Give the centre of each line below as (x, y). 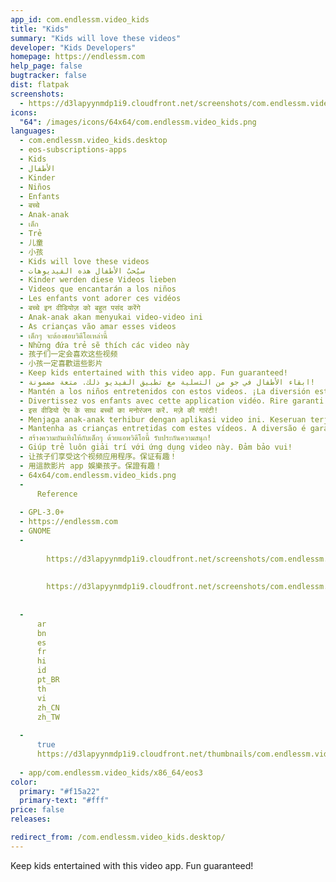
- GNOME (35, 531)
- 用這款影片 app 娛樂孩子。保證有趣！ (91, 466)
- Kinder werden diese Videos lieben (98, 280)
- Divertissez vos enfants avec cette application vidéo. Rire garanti (172, 401)
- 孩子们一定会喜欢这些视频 (68, 354)
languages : (33, 131)
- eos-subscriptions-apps (73, 150)
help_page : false (46, 66)
